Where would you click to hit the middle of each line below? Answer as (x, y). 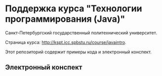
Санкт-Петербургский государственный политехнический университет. (81, 33)
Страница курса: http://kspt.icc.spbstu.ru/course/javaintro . (66, 42)
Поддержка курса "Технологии (74, 9)
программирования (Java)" (65, 19)
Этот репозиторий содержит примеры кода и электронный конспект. (79, 52)
